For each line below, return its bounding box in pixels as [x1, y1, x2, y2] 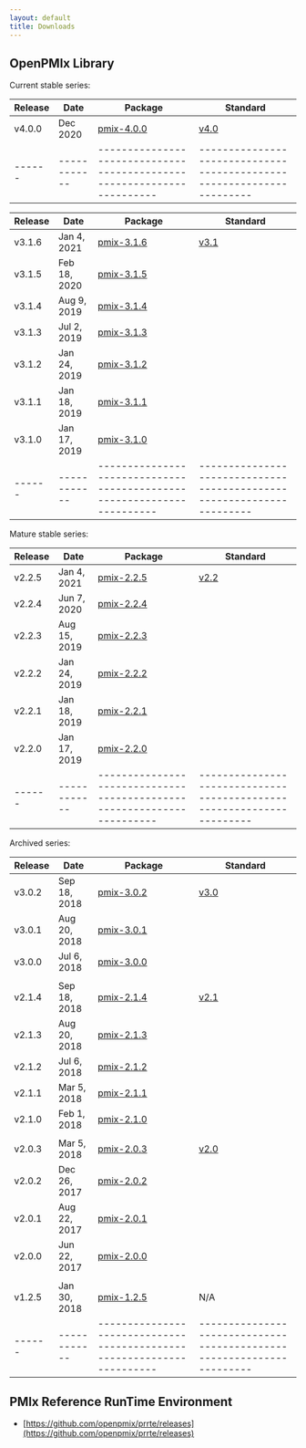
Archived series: [9, 838, 71, 849]
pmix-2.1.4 [97, 991, 148, 1004]
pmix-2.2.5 [97, 571, 148, 584]
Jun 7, [57, 592, 86, 605]
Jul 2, [57, 320, 83, 333]
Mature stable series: [9, 528, 89, 539]
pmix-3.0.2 [97, 886, 148, 899]
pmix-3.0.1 [97, 923, 148, 936]
